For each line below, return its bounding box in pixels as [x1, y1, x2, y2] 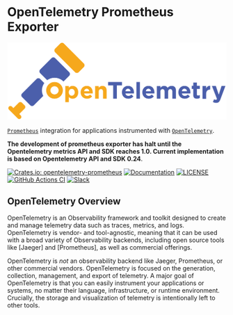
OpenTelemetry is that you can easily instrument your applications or [7, 279, 204, 287]
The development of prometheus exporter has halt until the [7, 140, 182, 148]
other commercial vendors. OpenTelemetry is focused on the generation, [7, 264, 216, 273]
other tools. [7, 301, 40, 309]
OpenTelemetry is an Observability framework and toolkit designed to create [7, 213, 226, 223]
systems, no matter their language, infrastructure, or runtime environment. [7, 286, 220, 295]
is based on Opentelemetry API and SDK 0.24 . [7, 154, 143, 163]
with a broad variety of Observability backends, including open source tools [7, 236, 225, 244]
